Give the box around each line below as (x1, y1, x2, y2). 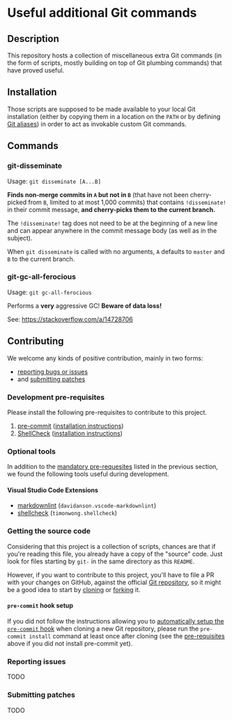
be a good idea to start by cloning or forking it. (7, 585, 141, 593)
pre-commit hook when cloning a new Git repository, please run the (7, 624, 199, 633)
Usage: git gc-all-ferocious (7, 288, 92, 296)
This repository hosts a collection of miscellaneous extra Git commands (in (7, 51, 222, 59)
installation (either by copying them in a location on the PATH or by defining (7, 112, 221, 120)
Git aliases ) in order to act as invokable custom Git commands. (7, 120, 187, 128)
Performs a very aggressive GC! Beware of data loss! (7, 301, 162, 310)
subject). (7, 233, 33, 242)
